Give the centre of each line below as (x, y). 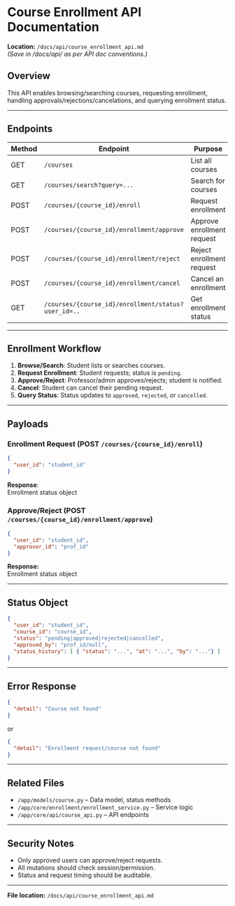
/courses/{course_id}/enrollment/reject (112, 259)
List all (201, 160)
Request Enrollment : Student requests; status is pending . (99, 373)
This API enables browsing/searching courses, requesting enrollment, (108, 92)
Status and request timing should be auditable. (85, 875)
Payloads (28, 424)
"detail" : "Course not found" (57, 709)
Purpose (208, 149)
